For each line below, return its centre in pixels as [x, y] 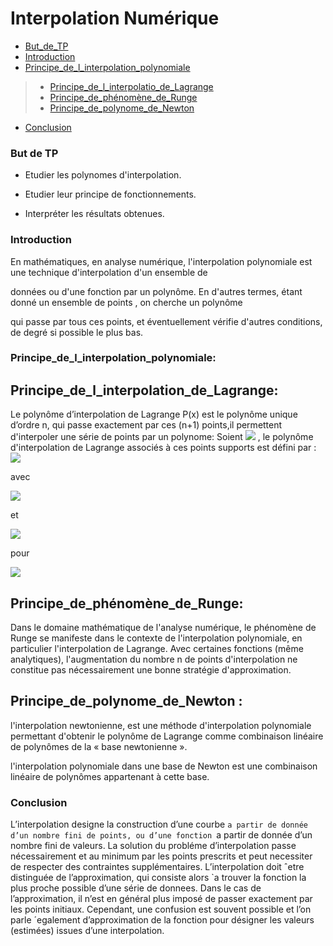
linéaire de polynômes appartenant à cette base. [110, 776]
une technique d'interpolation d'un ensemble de [109, 272]
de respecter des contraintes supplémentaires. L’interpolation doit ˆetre [157, 867]
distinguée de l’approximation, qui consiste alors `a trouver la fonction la [158, 878]
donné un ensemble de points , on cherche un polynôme [126, 302]
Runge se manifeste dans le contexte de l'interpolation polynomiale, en [156, 638]
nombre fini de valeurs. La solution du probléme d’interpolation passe [153, 846]
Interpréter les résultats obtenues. [94, 214]
